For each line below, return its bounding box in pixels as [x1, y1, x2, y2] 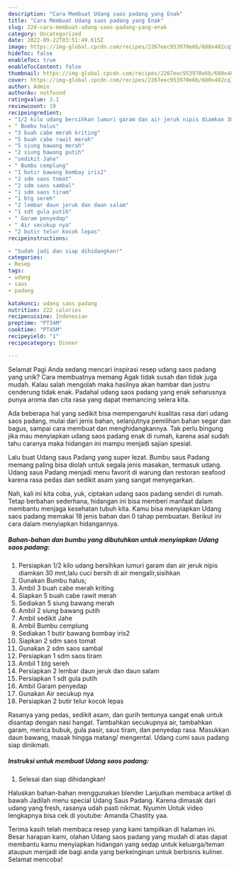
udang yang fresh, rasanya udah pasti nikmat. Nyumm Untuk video [8, 803, 204, 812]
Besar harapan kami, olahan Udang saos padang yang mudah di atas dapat [8, 832, 228, 841]
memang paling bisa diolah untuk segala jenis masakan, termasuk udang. [8, 460, 222, 469]
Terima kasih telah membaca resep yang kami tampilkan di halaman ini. [8, 824, 216, 834]
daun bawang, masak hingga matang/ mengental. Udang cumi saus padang [8, 733, 229, 741]
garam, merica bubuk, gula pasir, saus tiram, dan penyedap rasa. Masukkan [8, 725, 230, 734]
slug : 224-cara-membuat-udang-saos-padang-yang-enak [8, 23, 167, 31]
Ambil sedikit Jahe [18, 614, 73, 622]
